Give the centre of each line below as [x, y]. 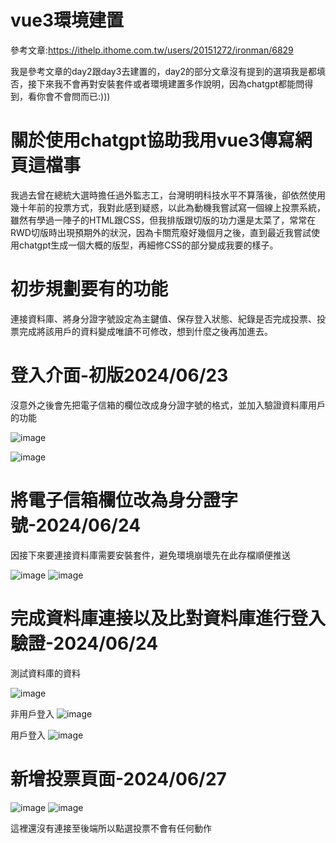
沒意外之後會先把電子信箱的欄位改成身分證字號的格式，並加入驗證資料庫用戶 [168, 405]
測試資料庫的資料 [45, 673]
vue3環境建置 [67, 20]
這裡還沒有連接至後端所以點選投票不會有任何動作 [111, 828]
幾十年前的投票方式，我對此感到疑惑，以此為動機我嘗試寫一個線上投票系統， [168, 207]
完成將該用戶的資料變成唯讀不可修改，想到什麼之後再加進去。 [145, 331]
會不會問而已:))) [77, 96]
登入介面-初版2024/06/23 [119, 375]
